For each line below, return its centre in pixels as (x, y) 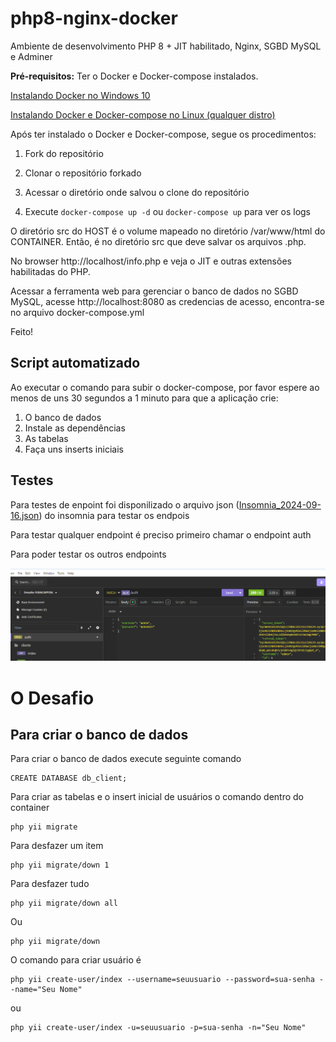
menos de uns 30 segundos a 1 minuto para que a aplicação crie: (144, 398)
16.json (25, 515)
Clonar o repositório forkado (83, 173)
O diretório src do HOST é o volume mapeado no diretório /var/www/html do (168, 231)
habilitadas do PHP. (50, 271)
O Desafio (52, 698)
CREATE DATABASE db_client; (69, 778)
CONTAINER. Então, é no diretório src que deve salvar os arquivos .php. (158, 241)
